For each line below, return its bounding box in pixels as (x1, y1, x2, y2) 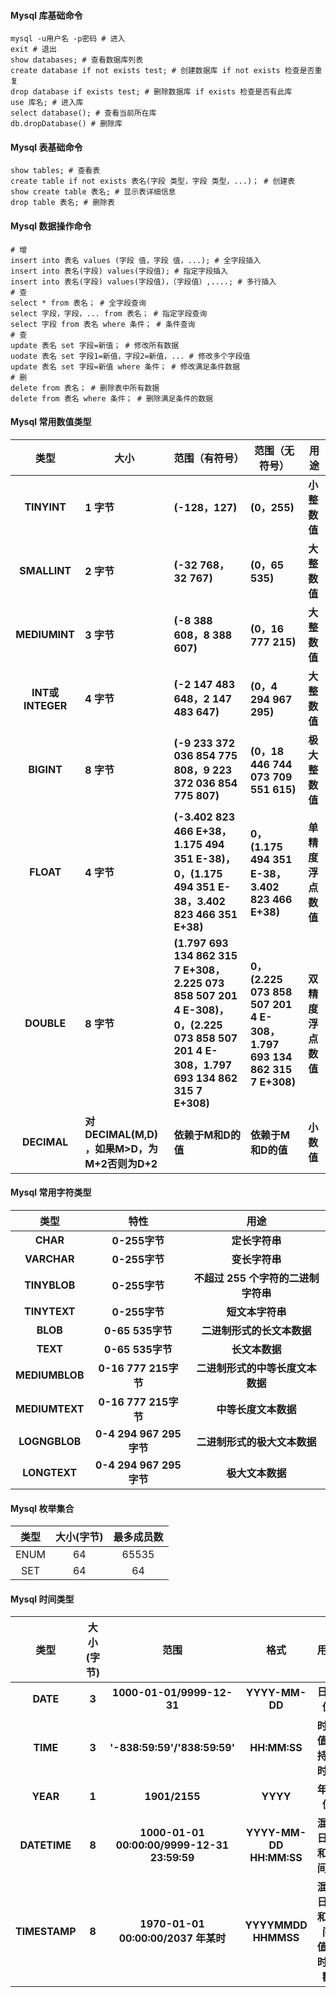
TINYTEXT (24, 1305, 76, 1319)
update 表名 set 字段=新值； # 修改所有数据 (10, 340, 180, 350)
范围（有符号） (173, 451, 245, 465)
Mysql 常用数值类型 (10, 416, 92, 428)
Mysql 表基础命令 (10, 141, 83, 153)
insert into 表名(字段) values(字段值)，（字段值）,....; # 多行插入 (10, 276, 277, 287)
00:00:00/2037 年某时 (118, 1931, 227, 1945)
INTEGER (23, 698, 68, 712)
